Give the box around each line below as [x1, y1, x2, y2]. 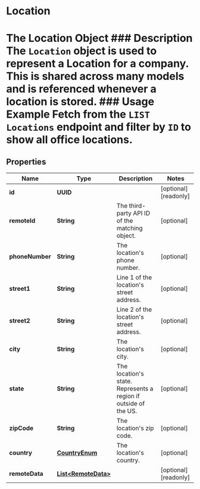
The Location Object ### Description [6, 32, 193, 45]
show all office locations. [6, 133, 133, 147]
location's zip [116, 424, 154, 432]
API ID [133, 209, 151, 217]
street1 [9, 285, 31, 293]
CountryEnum [57, 449, 98, 457]
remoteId [9, 217, 36, 225]
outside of [116, 399, 145, 408]
